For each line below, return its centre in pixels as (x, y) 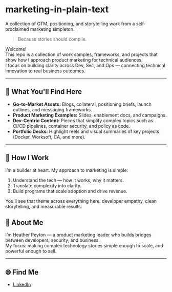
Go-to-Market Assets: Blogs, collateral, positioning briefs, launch (82, 104)
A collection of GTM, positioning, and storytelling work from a (70, 24)
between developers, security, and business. (52, 240)
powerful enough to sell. (31, 251)
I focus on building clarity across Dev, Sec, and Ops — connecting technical (85, 65)
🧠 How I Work (27, 158)
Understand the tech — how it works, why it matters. (68, 180)
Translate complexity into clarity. (47, 185)
